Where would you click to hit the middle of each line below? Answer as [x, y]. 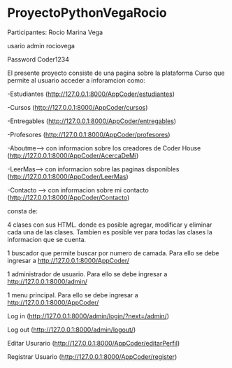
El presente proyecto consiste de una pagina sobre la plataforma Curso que [116, 73]
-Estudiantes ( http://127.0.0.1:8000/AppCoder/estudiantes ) [91, 94]
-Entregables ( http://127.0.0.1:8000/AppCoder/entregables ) [92, 121]
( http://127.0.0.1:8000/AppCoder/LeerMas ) [68, 176]
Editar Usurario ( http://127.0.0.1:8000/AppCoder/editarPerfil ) [94, 343]
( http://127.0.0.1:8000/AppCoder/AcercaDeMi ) [73, 155]
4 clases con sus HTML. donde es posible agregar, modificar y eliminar [110, 225]
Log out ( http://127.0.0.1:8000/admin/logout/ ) [72, 330]
